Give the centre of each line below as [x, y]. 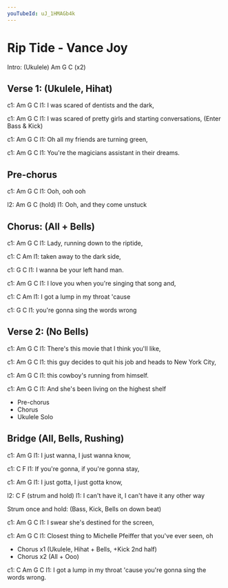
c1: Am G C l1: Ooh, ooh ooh [46, 192]
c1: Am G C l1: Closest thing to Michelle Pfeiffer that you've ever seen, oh [110, 535]
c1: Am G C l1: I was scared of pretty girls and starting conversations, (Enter [114, 119]
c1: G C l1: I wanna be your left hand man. [65, 270]
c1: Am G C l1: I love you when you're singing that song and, [92, 283]
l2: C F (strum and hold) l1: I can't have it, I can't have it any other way [106, 495]
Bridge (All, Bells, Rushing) [66, 439]
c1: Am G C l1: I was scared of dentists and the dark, [81, 105]
